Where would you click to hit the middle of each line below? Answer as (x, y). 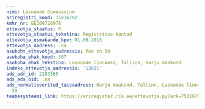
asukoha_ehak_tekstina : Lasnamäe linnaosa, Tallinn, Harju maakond (94, 62)
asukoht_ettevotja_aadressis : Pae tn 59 (59, 51)
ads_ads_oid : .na (28, 79)
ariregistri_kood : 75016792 (42, 18)
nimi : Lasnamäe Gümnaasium (41, 12)
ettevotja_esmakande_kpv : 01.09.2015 (54, 40)
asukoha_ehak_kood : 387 (37, 57)
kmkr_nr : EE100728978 (34, 23)
